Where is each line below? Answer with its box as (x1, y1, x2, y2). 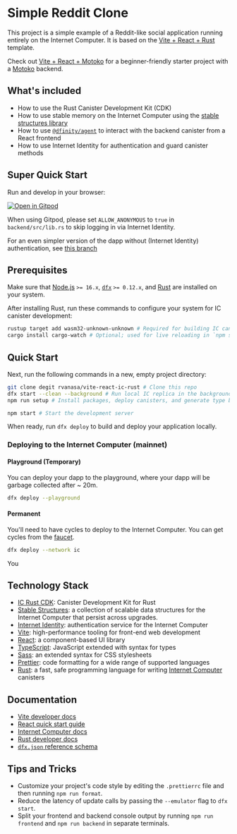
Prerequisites (7, 264, 68, 276)
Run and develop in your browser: (7, 188, 106, 196)
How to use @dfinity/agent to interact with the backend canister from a (17, 126, 226, 135)
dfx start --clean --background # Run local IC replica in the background (7, 390, 232, 397)
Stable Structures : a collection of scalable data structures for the (17, 605, 206, 615)
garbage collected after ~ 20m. (7, 481, 98, 489)
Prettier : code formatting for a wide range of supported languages (17, 658, 210, 667)
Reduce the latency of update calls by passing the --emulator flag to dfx (17, 796, 228, 805)
